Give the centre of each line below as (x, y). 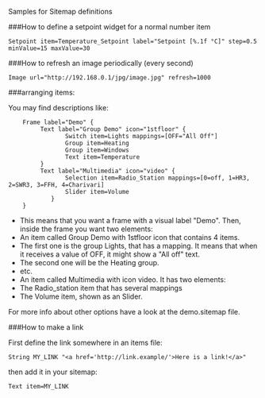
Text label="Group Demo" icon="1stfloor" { (113, 129)
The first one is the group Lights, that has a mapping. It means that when (138, 246)
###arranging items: (42, 92)
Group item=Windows (97, 150)
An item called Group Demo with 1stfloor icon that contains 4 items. (130, 237)
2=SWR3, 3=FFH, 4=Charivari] (56, 185)
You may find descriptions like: (58, 108)
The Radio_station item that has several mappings (101, 288)
